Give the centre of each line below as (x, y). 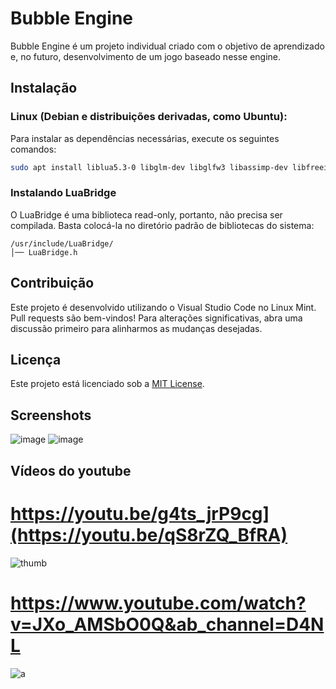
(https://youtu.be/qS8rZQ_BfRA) (149, 534)
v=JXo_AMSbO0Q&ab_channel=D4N (167, 624)
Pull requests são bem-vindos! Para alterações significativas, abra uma (156, 318)
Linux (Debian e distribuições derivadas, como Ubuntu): (149, 117)
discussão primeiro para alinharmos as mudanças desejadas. (136, 328)
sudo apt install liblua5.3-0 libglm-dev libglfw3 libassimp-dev (149, 167)
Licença (36, 360)
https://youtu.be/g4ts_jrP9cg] (140, 513)
